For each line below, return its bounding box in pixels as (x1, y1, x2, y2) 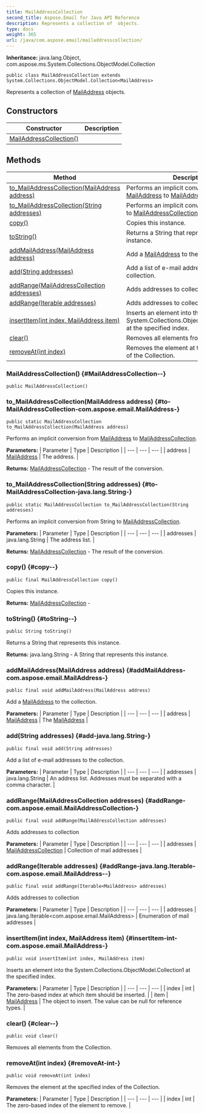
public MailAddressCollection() (6, 383, 88, 389)
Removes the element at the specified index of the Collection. (6, 1084, 160, 1091)
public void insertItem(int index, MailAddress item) (6, 955, 146, 962)
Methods (6, 155, 41, 165)
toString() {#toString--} (6, 614, 77, 623)
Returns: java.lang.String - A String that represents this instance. (6, 651, 169, 659)
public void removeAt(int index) (6, 1073, 91, 1079)
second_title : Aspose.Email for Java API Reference (6, 15, 140, 21)
